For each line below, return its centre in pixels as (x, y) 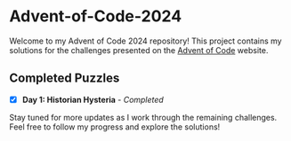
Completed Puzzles (65, 78)
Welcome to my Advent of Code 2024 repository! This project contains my (145, 41)
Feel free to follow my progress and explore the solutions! (115, 127)
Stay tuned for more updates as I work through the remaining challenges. (143, 117)
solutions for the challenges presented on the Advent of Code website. (139, 50)
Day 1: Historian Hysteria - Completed (93, 99)
